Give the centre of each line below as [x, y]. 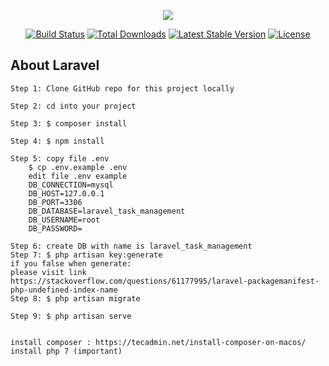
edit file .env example [78, 176]
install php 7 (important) [66, 351]
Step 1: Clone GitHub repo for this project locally [122, 88]
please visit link [48, 272]
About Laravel [55, 65]
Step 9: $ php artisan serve [71, 316]
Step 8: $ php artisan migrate [75, 298]
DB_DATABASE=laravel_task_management [107, 211]
